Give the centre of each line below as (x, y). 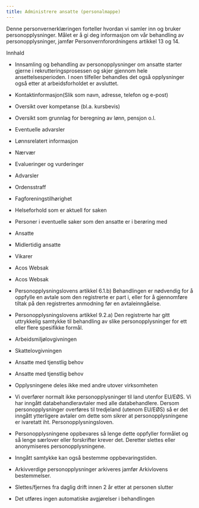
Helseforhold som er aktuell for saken (61, 210)
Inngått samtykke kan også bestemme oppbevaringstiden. (86, 457)
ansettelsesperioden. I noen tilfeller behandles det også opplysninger (99, 77)
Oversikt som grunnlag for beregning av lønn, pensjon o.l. (85, 118)
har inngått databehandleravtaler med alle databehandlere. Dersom (97, 403)
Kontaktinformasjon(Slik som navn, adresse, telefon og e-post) (91, 95)
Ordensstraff (30, 187)
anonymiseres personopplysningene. (60, 446)
